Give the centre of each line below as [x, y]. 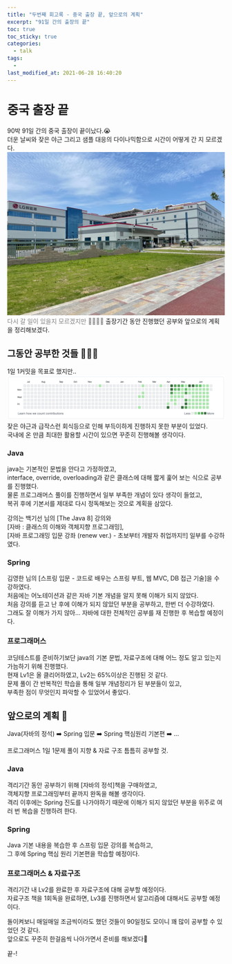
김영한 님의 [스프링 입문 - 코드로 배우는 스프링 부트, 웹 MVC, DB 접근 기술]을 [110, 578]
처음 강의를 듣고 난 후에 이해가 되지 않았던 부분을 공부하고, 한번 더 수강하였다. [111, 604]
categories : [24, 44]
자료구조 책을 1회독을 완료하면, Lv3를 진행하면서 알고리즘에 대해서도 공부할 [107, 898]
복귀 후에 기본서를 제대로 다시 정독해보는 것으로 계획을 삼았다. [90, 504]
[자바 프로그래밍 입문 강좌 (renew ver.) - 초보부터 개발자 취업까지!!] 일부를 [107, 536]
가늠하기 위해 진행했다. [38, 666]
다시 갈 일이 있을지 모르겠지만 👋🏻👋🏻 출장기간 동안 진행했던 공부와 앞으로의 [107, 321]
